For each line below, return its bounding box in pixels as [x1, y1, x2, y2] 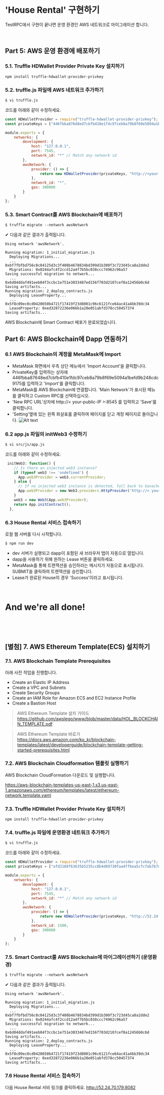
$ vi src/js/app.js [5, 442, 45, 447]
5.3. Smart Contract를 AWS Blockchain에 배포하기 [5, 211, 123, 218]
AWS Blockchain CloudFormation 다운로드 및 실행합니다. [5, 772, 116, 778]
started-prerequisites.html [17, 747, 70, 753]
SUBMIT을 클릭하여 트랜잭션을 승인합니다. [12, 568, 93, 574]
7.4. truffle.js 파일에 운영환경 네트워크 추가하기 [5, 829, 110, 836]
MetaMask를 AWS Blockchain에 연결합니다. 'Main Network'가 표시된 [12, 387, 146, 392]
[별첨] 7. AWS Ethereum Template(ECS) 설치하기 [5, 643, 150, 651]
